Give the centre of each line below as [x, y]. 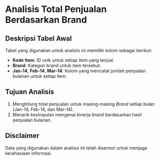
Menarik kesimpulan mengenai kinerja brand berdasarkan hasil [77, 114]
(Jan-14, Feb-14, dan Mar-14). [43, 109]
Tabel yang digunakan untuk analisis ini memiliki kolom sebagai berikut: [79, 50]
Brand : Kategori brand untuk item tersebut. [57, 65]
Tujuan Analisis [30, 92]
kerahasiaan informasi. [28, 153]
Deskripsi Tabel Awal [38, 38]
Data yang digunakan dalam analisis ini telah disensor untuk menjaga [76, 148]
